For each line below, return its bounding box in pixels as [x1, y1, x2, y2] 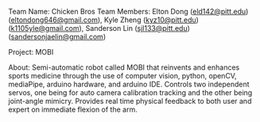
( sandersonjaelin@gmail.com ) [8, 32, 106, 41]
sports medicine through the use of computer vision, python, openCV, [8, 71, 237, 80]
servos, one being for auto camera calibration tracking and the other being [8, 88, 253, 97]
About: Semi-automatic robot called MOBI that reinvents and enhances [8, 63, 240, 72]
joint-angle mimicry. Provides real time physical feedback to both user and [8, 97, 252, 105]
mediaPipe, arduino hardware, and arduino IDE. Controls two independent [8, 79, 250, 89]
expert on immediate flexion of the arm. [8, 105, 138, 114]
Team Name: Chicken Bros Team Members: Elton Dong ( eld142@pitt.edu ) [8, 7, 249, 16]
